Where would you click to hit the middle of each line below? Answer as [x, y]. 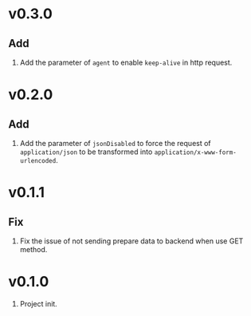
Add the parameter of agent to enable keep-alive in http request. [126, 62]
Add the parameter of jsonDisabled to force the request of [115, 143]
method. [33, 249]
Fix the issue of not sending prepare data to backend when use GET [131, 241]
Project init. [38, 303]
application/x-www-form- [195, 152]
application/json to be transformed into [86, 152]
